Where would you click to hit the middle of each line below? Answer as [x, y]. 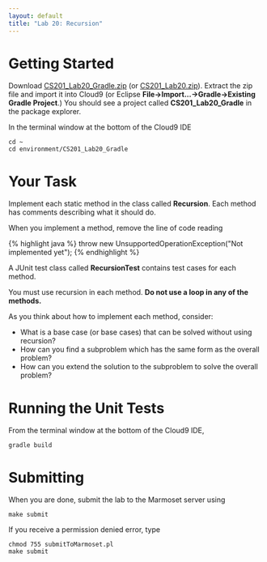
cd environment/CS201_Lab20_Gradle [68, 149]
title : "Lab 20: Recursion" [56, 23]
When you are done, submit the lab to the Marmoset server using [117, 500]
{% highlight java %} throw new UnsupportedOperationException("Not [126, 244]
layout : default [36, 16]
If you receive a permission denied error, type [84, 530]
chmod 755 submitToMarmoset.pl [61, 545]
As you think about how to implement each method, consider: [111, 317]
